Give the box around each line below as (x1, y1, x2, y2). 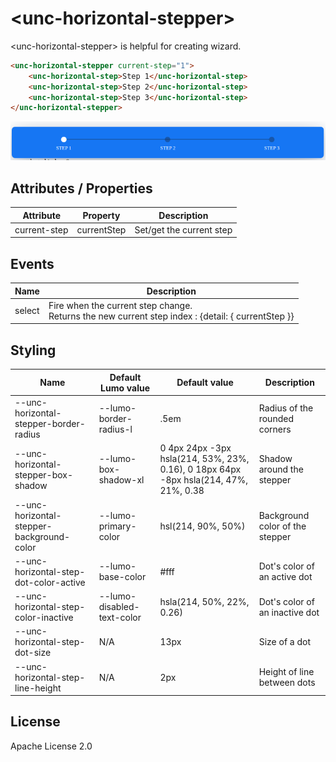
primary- (98, 520, 137, 532)
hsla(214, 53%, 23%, (159, 453, 250, 465)
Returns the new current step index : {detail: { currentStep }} (48, 310, 295, 322)
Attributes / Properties (10, 180, 153, 197)
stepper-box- (14, 468, 74, 481)
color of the (258, 520, 307, 532)
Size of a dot (258, 636, 312, 648)
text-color (98, 612, 142, 623)
